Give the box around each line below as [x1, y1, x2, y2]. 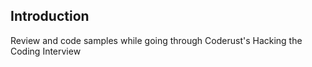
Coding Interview [10, 45, 82, 57]
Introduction [10, 8, 90, 25]
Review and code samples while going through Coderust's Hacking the [10, 34, 303, 46]
